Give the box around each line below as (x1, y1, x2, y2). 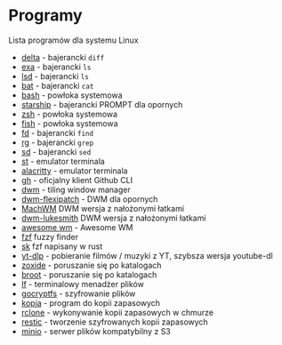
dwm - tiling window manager (20, 184, 131, 195)
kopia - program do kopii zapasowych (20, 297, 161, 308)
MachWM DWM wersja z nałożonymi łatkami (20, 203, 184, 213)
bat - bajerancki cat (20, 80, 94, 91)
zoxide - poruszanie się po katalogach (20, 260, 162, 270)
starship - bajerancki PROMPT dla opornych (20, 99, 183, 109)
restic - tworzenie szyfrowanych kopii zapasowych (20, 317, 208, 327)
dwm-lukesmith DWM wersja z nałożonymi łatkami (20, 213, 206, 223)
